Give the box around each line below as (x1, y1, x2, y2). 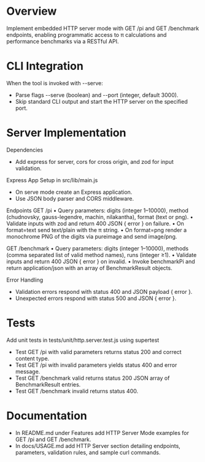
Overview (6, 4, 57, 18)
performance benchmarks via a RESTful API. (6, 37, 119, 45)
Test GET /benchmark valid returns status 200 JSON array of (15, 374, 170, 382)
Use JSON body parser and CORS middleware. (15, 194, 134, 202)
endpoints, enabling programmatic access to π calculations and (6, 31, 167, 38)
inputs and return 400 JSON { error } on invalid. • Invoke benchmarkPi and (6, 258, 195, 265)
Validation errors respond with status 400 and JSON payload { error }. (15, 288, 193, 295)
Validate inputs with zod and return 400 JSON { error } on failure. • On (6, 220, 184, 227)
